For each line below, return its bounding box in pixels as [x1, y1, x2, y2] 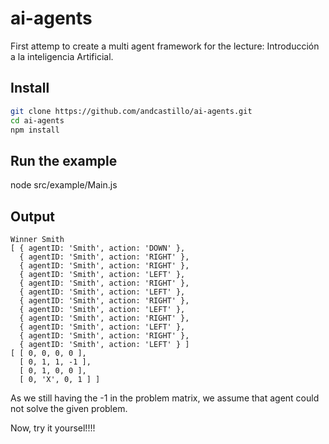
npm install [10, 125, 60, 135]
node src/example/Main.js [10, 179, 118, 191]
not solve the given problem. [10, 403, 128, 414]
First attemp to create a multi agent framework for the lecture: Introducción [10, 40, 320, 52]
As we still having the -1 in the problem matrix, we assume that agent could [10, 392, 320, 404]
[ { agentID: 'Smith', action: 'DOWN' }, [10, 243, 186, 253]
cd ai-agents [10, 115, 65, 126]
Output [10, 208, 55, 225]
